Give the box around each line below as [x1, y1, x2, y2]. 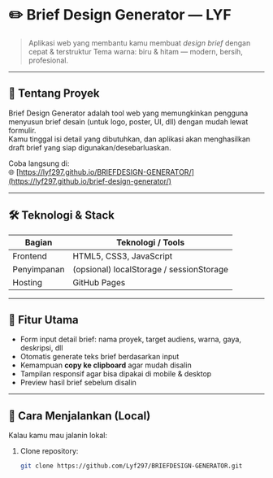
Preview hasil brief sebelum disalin [19, 378, 136, 388]
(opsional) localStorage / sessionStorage [72, 263, 229, 275]
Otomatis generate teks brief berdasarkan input [19, 352, 180, 362]
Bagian [24, 237, 53, 248]
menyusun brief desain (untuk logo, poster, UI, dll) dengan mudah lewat [8, 116, 249, 126]
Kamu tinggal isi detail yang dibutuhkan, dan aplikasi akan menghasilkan [8, 134, 250, 144]
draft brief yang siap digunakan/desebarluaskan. [8, 142, 172, 152]
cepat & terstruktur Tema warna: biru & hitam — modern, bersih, [28, 46, 244, 56]
